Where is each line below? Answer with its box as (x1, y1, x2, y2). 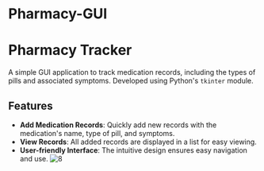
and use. (19, 154, 49, 163)
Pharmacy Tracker (8, 41, 132, 60)
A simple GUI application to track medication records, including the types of (8, 68, 256, 77)
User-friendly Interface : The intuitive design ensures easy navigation (19, 145, 248, 155)
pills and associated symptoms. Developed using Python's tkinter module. (8, 76, 254, 86)
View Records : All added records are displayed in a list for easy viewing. (19, 137, 258, 146)
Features (8, 99, 53, 112)
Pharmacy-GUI (8, 5, 108, 23)
